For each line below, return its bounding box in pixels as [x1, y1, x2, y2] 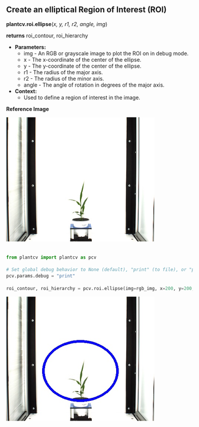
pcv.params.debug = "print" [6, 273, 76, 279]
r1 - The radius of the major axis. [23, 68, 103, 76]
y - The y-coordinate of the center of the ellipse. [23, 62, 142, 69]
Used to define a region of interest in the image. [23, 94, 140, 101]
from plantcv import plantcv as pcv [6, 254, 97, 260]
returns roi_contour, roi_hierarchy [6, 32, 88, 39]
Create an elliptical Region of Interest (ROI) [6, 5, 167, 15]
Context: [14, 87, 37, 94]
